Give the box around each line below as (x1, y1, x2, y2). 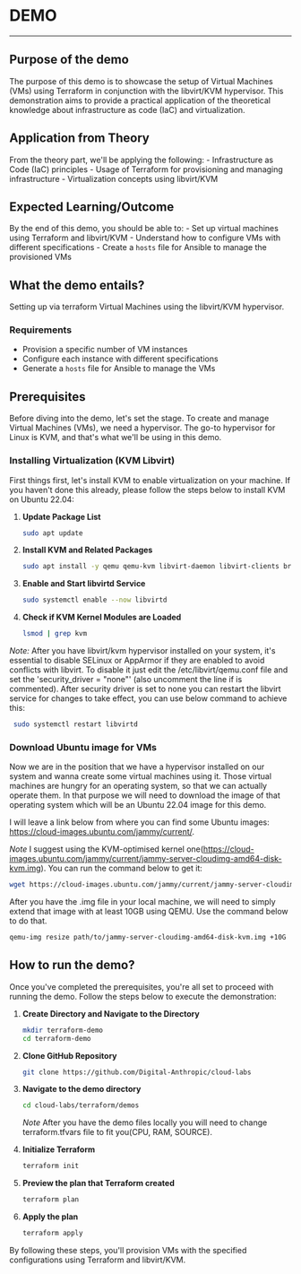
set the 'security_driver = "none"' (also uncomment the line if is (9, 674, 243, 685)
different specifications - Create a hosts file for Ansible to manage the (9, 242, 267, 253)
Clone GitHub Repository (21, 1050, 118, 1061)
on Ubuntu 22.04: (9, 494, 74, 505)
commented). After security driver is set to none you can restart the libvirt (9, 683, 281, 695)
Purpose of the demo (9, 52, 130, 67)
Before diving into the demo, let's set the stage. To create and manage (9, 413, 270, 424)
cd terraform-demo (21, 1034, 91, 1043)
